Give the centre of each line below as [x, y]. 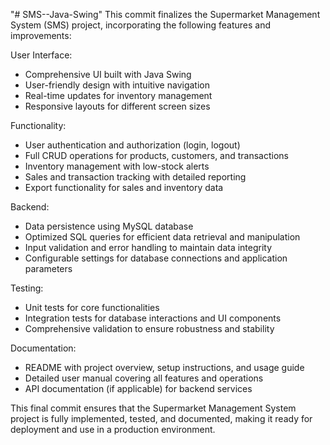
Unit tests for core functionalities [92, 307]
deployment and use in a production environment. [113, 429]
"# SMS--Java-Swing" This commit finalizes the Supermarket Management [165, 14]
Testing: [27, 288]
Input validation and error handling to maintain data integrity [148, 247]
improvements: [41, 35]
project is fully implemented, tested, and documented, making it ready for [161, 418]
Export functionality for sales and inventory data [124, 187]
